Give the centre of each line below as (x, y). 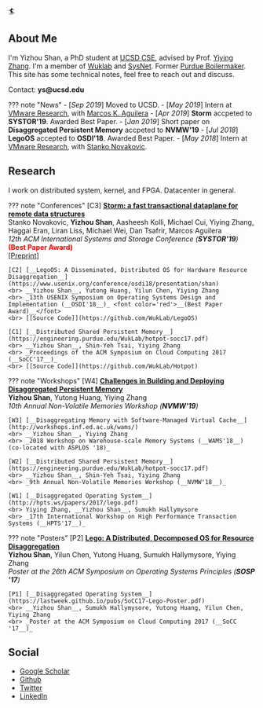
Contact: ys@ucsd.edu (46, 90)
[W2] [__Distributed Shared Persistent (73, 461)
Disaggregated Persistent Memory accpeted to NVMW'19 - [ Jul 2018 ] (123, 130)
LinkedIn (33, 696)
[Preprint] (24, 255)
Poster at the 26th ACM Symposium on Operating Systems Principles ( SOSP (131, 571)
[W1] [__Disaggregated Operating (63, 496)
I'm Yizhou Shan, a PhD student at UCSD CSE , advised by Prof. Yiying (121, 57)
